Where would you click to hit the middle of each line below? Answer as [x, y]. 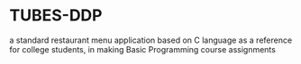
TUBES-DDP [56, 16]
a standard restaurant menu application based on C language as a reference [151, 40]
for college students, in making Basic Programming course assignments [143, 49]
